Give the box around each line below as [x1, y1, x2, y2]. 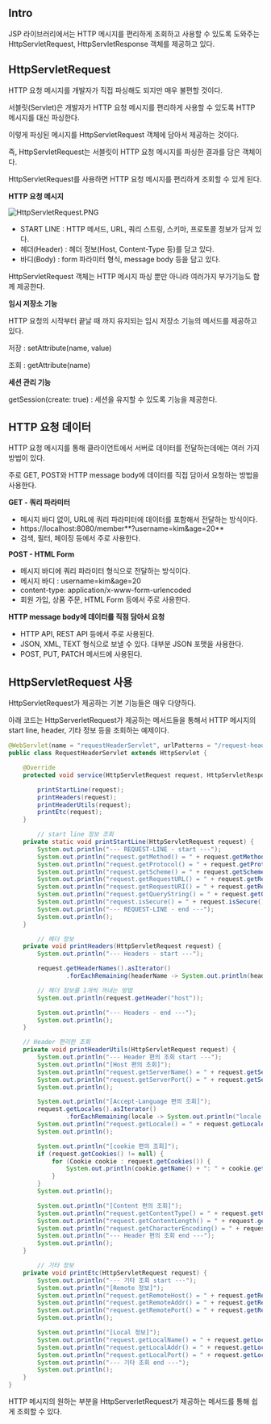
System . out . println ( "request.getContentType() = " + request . [37, 1209, 251, 1217]
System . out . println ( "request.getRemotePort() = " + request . [37, 1306, 248, 1314]
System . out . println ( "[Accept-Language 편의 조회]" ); [37, 1097, 211, 1106]
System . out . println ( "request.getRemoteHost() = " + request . [37, 1291, 248, 1300]
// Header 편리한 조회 [23, 1038, 91, 1046]
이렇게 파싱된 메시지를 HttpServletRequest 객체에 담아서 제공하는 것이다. [8, 129, 240, 140]
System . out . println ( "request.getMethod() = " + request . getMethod [37, 853, 265, 861]
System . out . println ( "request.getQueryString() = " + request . [37, 891, 251, 899]
